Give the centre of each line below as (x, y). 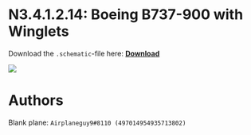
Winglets (39, 31)
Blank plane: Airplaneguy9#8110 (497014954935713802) (97, 122)
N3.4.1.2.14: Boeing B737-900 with (126, 15)
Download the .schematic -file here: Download (84, 53)
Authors (36, 100)
